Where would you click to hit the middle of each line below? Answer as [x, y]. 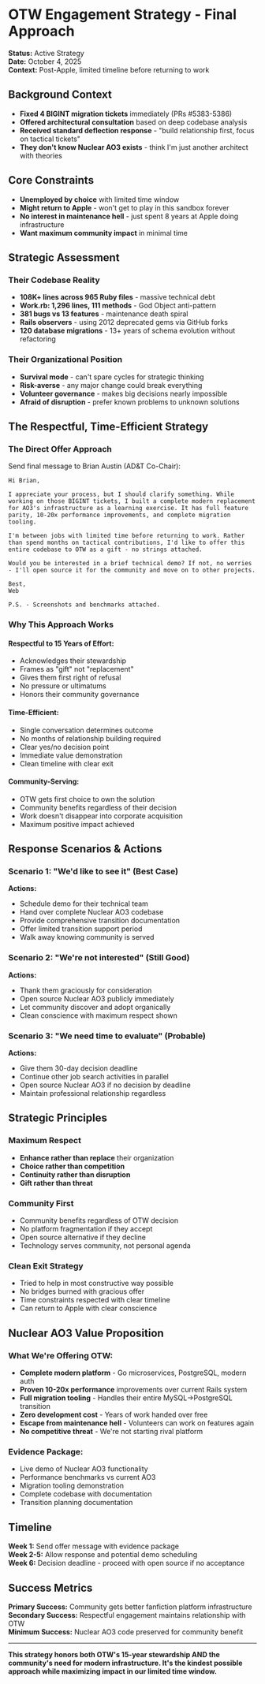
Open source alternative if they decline [83, 1237]
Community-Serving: [44, 781]
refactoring [38, 339]
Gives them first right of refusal [70, 678]
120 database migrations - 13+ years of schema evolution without [127, 331]
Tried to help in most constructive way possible [96, 1283]
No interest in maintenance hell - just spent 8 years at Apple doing [129, 216]
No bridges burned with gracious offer [82, 1291]
